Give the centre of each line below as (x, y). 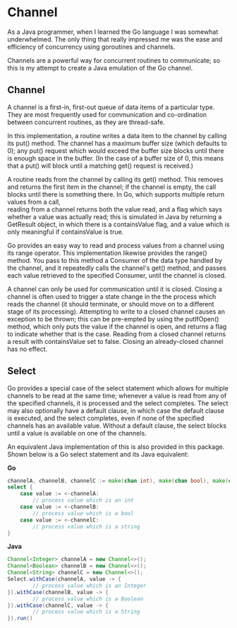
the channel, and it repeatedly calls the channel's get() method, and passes (117, 268)
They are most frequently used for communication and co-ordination (107, 114)
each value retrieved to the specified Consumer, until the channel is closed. (117, 275)
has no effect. (28, 349)
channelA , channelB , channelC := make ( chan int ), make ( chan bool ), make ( (118, 481)
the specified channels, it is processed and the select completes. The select (118, 403)
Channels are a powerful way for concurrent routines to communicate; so (114, 60)
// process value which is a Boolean (88, 599)
